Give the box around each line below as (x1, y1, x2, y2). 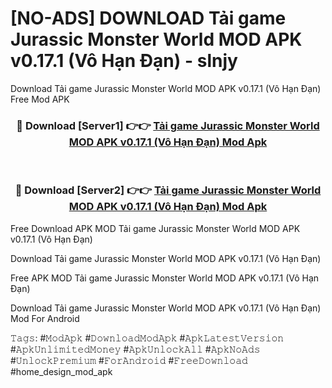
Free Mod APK (10, 93, 70, 105)
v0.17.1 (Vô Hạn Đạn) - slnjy (10, 50, 238, 72)
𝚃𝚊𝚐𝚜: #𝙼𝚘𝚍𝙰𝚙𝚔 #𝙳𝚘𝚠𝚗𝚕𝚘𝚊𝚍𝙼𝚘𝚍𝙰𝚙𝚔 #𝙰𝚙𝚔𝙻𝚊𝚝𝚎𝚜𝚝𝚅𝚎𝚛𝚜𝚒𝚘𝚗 (10, 332, 285, 344)
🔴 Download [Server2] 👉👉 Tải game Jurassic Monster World (14, 183, 322, 197)
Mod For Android (10, 312, 80, 324)
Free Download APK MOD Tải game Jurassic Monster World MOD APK (10, 222, 301, 234)
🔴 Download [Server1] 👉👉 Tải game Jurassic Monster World (16, 118, 320, 132)
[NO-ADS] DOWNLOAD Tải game (10, 7, 287, 30)
